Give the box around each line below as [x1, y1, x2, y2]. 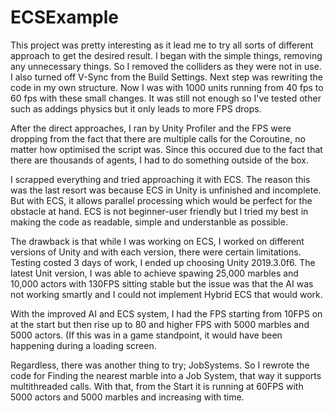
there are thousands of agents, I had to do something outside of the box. [10, 154, 309, 166]
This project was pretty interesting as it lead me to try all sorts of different [10, 39, 314, 51]
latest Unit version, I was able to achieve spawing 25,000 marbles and [10, 267, 299, 279]
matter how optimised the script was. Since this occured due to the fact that [10, 143, 323, 155]
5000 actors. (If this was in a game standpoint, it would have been [10, 329, 283, 341]
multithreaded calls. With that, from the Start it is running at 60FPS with [10, 380, 304, 392]
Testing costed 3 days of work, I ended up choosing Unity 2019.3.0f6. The [10, 256, 316, 268]
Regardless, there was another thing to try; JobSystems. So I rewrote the [10, 359, 310, 371]
